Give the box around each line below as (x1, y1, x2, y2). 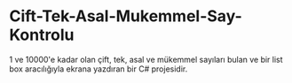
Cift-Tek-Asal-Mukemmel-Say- (9, 6, 242, 26)
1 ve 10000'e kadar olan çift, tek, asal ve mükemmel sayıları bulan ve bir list (9, 54, 283, 64)
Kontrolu (9, 25, 75, 45)
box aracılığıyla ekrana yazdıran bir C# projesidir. (9, 64, 188, 74)
